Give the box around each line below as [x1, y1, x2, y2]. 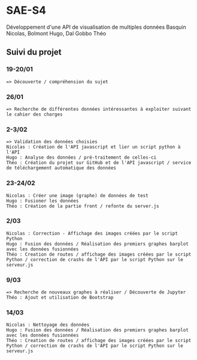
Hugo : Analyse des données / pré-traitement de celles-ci [6, 155, 157, 161]
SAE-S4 [6, 4, 47, 17]
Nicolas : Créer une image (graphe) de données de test [6, 192, 148, 198]
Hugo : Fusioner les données [6, 198, 79, 204]
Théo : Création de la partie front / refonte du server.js [6, 203, 160, 209]
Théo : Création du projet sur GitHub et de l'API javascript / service [6, 160, 192, 166]
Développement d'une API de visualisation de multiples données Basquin [6, 23, 187, 31]
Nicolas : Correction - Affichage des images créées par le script [6, 230, 178, 237]
